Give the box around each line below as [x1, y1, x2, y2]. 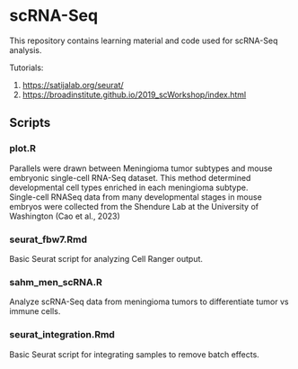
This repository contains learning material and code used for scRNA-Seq [9, 35, 278, 46]
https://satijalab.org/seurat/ [22, 79, 124, 90]
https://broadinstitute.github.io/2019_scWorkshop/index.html [22, 89, 247, 100]
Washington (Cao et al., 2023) [9, 211, 121, 221]
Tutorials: [9, 62, 44, 73]
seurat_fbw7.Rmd [9, 233, 88, 246]
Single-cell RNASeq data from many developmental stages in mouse [9, 191, 262, 202]
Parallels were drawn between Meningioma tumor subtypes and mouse [9, 163, 273, 174]
